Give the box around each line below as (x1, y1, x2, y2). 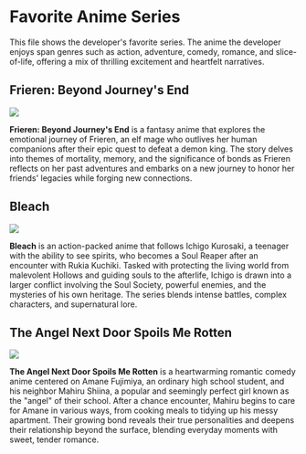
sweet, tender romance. (9, 434, 100, 445)
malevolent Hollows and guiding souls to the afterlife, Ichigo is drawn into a (9, 269, 292, 280)
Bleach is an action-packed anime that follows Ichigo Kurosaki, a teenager (9, 240, 290, 251)
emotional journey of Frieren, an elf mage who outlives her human (9, 133, 258, 144)
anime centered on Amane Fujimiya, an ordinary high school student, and (9, 376, 285, 387)
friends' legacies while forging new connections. (9, 172, 193, 184)
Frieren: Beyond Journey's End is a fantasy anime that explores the (9, 123, 266, 134)
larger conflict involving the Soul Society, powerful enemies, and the (9, 279, 267, 290)
